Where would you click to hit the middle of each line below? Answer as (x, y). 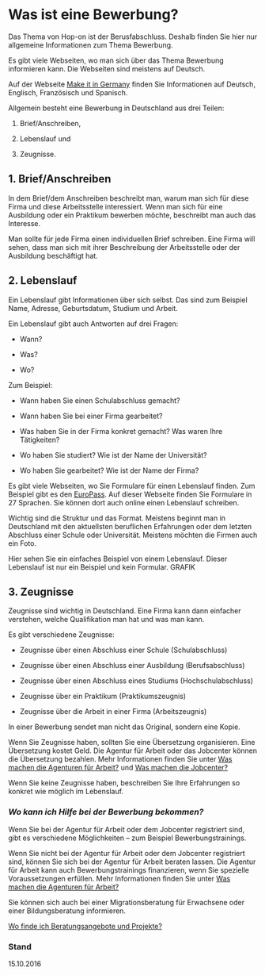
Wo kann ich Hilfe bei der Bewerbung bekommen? (106, 812)
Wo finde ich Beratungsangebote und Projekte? (85, 926)
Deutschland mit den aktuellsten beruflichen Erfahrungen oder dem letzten (130, 526)
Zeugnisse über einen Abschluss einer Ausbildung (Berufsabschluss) (132, 666)
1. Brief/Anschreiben (60, 179)
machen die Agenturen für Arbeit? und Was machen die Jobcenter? (118, 768)
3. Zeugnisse (41, 591)
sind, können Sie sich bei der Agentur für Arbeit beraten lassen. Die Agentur (132, 862)
